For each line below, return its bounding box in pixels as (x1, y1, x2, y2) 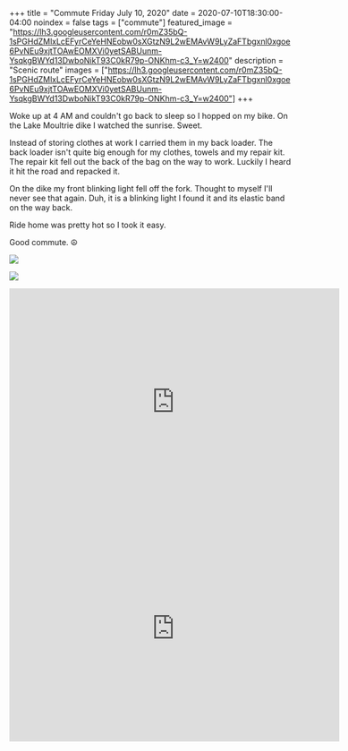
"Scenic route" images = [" (9, 64, 109, 75)
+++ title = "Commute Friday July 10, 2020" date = (9, 8, 197, 18)
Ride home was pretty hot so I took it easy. (9, 219, 166, 230)
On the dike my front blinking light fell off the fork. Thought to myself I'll (9, 183, 273, 193)
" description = (228, 55, 284, 65)
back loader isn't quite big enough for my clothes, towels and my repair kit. (9, 147, 285, 158)
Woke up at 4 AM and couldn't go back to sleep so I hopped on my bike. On (9, 111, 288, 121)
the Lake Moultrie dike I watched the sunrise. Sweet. (9, 120, 203, 131)
